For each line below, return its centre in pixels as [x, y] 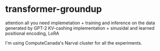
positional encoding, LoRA [32, 33]
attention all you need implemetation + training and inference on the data [80, 23]
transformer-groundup [53, 9]
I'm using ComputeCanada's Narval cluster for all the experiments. [74, 43]
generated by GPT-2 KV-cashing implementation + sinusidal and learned [80, 28]
